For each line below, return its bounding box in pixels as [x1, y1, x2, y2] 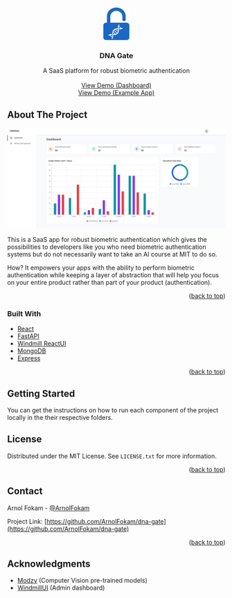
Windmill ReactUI [17, 340, 66, 348]
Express [17, 354, 41, 362]
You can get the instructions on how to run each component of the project [7, 406, 219, 414]
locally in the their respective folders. [7, 414, 113, 422]
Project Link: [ [7, 517, 47, 525]
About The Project [7, 109, 88, 121]
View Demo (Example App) [78, 89, 155, 97]
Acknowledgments [7, 558, 91, 570]
